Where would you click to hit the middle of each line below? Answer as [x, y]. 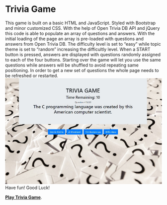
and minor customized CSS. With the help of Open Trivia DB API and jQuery [83, 28]
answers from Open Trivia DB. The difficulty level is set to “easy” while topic [83, 44]
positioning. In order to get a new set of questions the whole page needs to [82, 70]
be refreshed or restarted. [32, 75]
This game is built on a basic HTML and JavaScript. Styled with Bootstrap [80, 23]
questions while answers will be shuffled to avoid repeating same [72, 65]
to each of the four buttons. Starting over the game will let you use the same [83, 60]
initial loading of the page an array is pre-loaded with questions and [75, 39]
